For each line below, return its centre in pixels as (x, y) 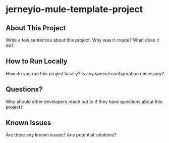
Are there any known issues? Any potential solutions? (61, 135)
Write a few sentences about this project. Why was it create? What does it (82, 40)
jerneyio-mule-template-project (74, 9)
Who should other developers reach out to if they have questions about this (84, 102)
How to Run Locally (37, 61)
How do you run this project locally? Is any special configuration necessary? (85, 73)
